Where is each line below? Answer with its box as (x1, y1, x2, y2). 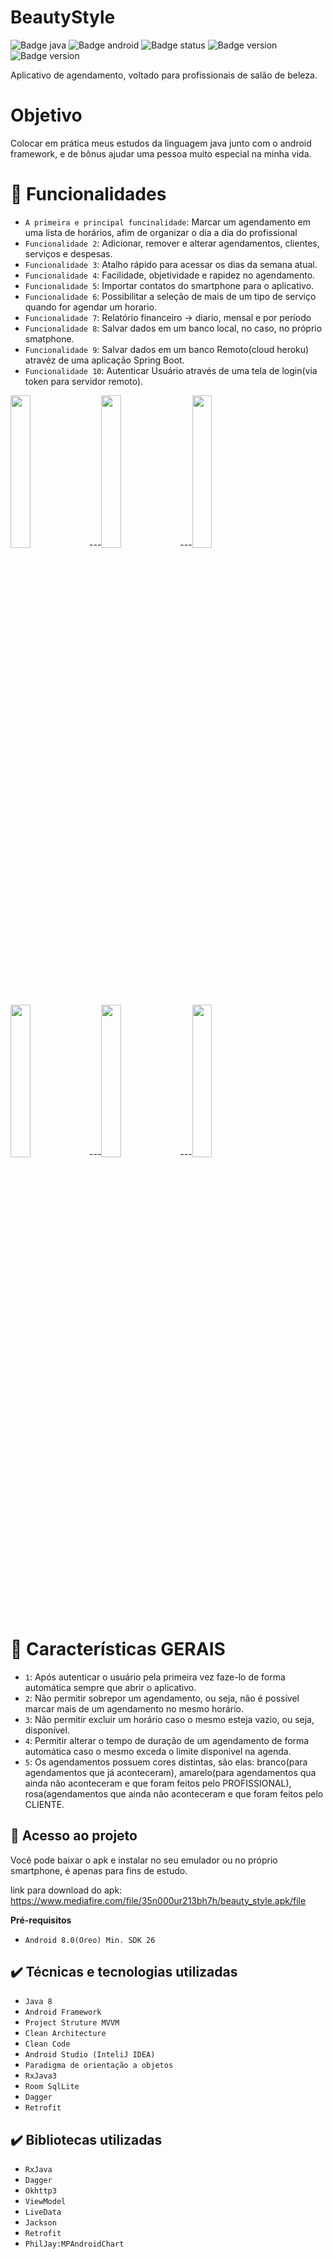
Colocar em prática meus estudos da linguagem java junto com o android (10, 137, 312, 149)
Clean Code (24, 2039, 71, 2050)
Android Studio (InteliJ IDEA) (24, 2050, 156, 2060)
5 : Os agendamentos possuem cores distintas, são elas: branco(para (24, 1756, 308, 1768)
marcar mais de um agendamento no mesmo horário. (24, 1702, 244, 1715)
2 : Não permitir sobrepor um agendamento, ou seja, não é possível (24, 1692, 300, 1704)
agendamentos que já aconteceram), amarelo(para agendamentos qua (24, 1766, 317, 1778)
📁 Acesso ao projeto (10, 1827, 138, 1845)
